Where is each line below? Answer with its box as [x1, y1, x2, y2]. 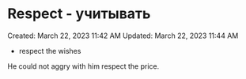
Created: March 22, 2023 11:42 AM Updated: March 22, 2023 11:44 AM [7, 31, 239, 40]
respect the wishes [18, 46, 81, 55]
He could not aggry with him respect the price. [7, 61, 160, 71]
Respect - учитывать [7, 5, 151, 23]
